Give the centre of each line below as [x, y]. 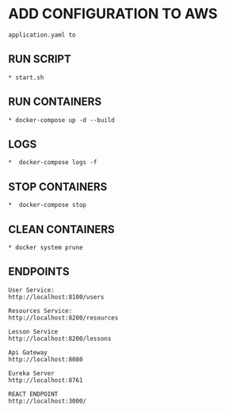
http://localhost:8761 [46, 380]
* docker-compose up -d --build [61, 120]
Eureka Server [32, 373]
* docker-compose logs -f [53, 163]
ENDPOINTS [39, 272]
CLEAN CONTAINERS [61, 229]
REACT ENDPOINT [33, 394]
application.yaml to [42, 35]
